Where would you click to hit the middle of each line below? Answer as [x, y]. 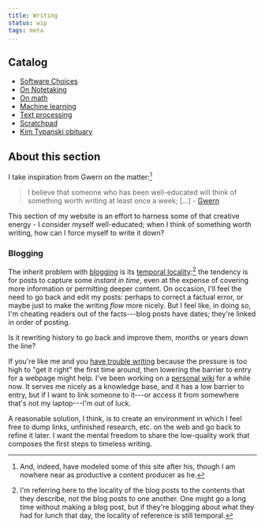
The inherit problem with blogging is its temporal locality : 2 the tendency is [128, 271]
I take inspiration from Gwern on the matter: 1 [80, 176]
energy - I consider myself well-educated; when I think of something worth [130, 224]
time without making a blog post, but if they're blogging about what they [137, 507]
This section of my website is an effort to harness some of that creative [124, 216]
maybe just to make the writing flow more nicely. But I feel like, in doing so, [129, 305]
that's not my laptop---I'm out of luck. [70, 403]
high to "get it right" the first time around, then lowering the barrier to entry [130, 369]
